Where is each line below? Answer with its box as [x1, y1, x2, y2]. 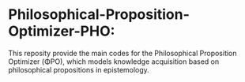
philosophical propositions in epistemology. [8, 65, 150, 74]
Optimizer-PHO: [8, 22, 115, 40]
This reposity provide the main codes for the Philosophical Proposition [8, 48, 237, 58]
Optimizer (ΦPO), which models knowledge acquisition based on [8, 57, 220, 66]
